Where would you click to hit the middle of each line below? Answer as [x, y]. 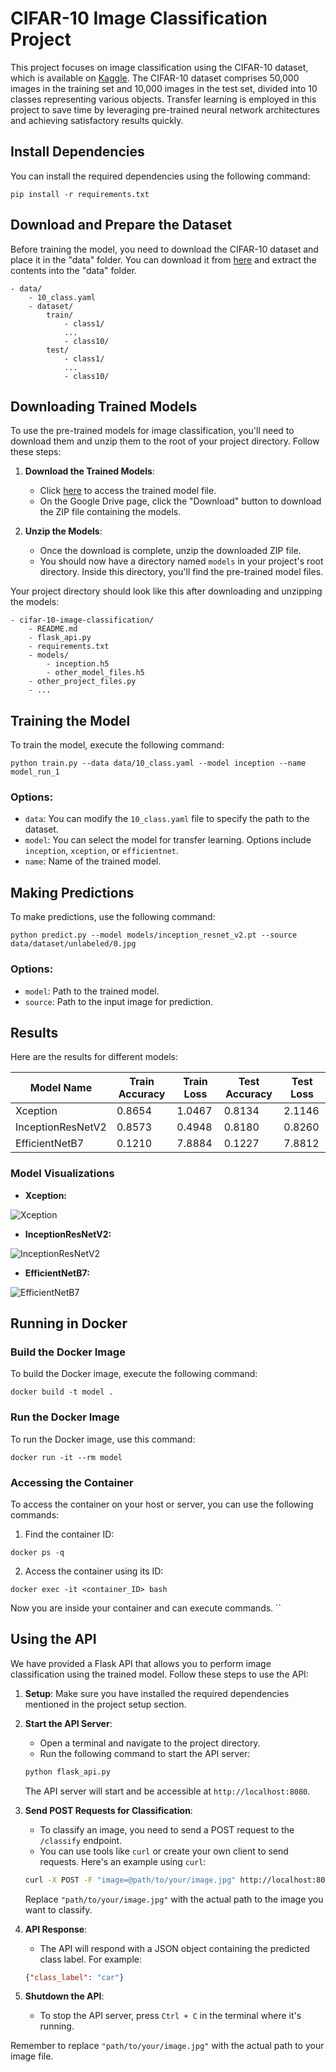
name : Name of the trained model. [93, 861]
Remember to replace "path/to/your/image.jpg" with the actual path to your [167, 2046]
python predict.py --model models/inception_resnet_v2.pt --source [154, 935]
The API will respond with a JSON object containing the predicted [174, 1948]
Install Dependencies [77, 152]
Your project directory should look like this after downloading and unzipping [166, 591]
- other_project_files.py [82, 682]
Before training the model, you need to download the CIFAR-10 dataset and [164, 249]
